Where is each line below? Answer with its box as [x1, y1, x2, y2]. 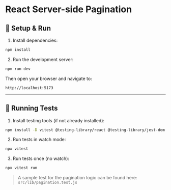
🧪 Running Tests [5, 104, 58, 113]
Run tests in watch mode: [12, 137, 66, 143]
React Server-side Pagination [5, 4, 132, 15]
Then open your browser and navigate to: [5, 75, 93, 82]
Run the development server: [12, 56, 74, 62]
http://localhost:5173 [5, 85, 53, 90]
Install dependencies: [12, 37, 58, 43]
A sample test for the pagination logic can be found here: [17, 175, 137, 181]
